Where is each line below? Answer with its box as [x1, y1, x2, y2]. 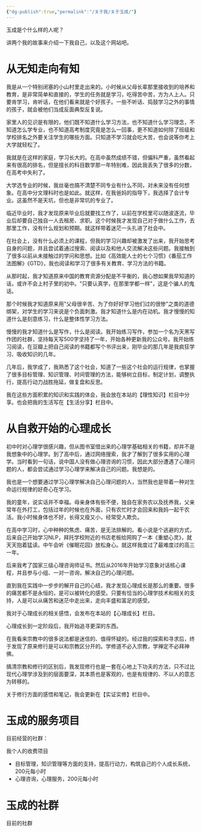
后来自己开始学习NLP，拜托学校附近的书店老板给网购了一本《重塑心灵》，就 [6, 533, 193, 541]
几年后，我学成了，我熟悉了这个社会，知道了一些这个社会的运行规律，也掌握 [6, 363, 195, 370]
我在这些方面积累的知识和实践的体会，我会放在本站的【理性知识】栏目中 [6, 391, 184, 398]
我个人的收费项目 [6, 747, 48, 755]
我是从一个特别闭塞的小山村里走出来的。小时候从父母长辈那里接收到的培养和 [6, 83, 195, 90]
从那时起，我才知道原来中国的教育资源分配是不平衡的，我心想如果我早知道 [6, 272, 190, 279]
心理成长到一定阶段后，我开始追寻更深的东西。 [6, 622, 121, 630]
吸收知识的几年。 [16, 350, 59, 357]
